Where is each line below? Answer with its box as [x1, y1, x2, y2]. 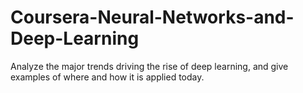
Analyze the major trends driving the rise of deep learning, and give [10, 60, 289, 72]
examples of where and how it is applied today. [10, 71, 205, 83]
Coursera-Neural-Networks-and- [10, 6, 295, 29]
